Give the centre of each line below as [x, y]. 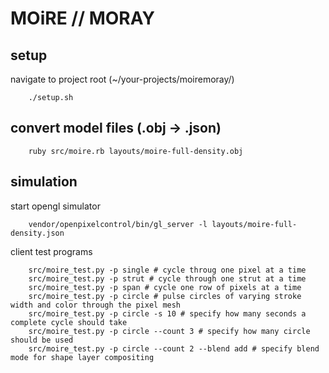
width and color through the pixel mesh [96, 305]
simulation [44, 182]
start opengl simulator [55, 206]
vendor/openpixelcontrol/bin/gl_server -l [118, 224]
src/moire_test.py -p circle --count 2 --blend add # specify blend [174, 348]
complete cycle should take [69, 322]
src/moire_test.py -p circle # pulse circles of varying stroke [165, 296]
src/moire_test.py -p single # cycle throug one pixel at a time [167, 270]
